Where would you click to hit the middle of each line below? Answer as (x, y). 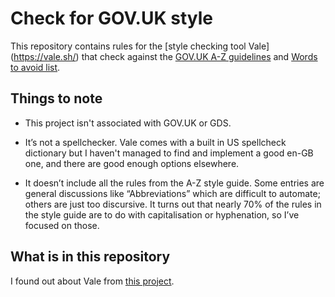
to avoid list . (35, 67)
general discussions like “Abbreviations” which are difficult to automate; (172, 193)
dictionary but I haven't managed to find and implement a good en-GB (169, 153)
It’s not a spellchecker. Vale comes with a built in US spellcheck (155, 142)
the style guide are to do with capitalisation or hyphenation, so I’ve (162, 214)
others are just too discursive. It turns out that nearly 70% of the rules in (173, 204)
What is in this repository (90, 257)
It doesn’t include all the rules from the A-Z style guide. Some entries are (174, 183)
